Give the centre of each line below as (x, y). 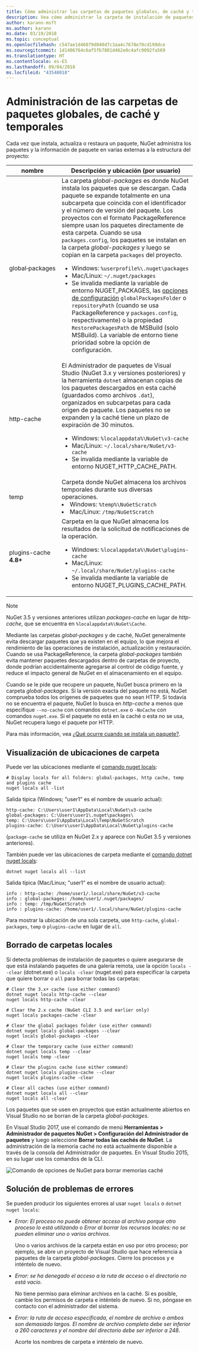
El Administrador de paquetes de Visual (116, 366)
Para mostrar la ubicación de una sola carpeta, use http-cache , (83, 920)
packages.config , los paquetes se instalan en (124, 240)
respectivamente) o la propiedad (117, 320)
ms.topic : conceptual (33, 39)
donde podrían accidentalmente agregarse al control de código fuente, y (95, 667)
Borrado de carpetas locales (59, 945)
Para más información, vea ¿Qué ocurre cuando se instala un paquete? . (93, 734)
